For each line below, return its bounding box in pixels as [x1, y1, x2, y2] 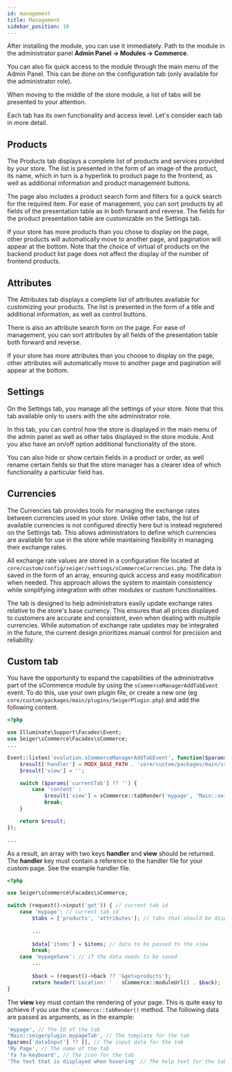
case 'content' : [32, 786, 81, 793]
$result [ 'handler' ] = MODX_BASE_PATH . [19, 761, 135, 768]
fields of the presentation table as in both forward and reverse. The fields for [7, 207, 225, 215]
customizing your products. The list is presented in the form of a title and [7, 303, 215, 311]
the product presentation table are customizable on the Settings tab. [7, 215, 202, 223]
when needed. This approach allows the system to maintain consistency [7, 578, 213, 587]
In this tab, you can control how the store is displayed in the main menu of [7, 425, 217, 433]
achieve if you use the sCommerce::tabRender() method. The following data [7, 1005, 220, 1013]
